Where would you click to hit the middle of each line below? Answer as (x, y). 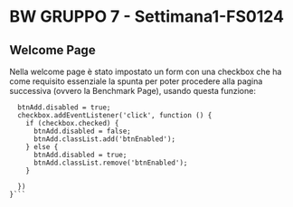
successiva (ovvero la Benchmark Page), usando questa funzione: (132, 91)
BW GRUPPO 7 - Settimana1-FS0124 (147, 17)
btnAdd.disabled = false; (82, 131)
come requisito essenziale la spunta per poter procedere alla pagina (136, 81)
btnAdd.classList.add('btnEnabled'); (104, 139)
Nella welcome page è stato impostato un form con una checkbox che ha (146, 71)
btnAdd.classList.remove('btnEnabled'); (110, 163)
